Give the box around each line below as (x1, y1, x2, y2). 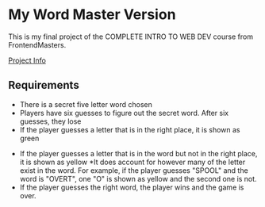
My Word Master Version (8, 6, 176, 24)
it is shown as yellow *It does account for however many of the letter (19, 157, 246, 167)
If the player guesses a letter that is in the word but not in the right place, (19, 148, 258, 158)
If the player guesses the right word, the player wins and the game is (19, 182, 244, 192)
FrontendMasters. (8, 40, 67, 49)
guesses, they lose (19, 117, 82, 126)
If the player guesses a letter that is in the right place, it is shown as (19, 125, 240, 134)
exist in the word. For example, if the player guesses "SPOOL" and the (19, 165, 248, 175)
